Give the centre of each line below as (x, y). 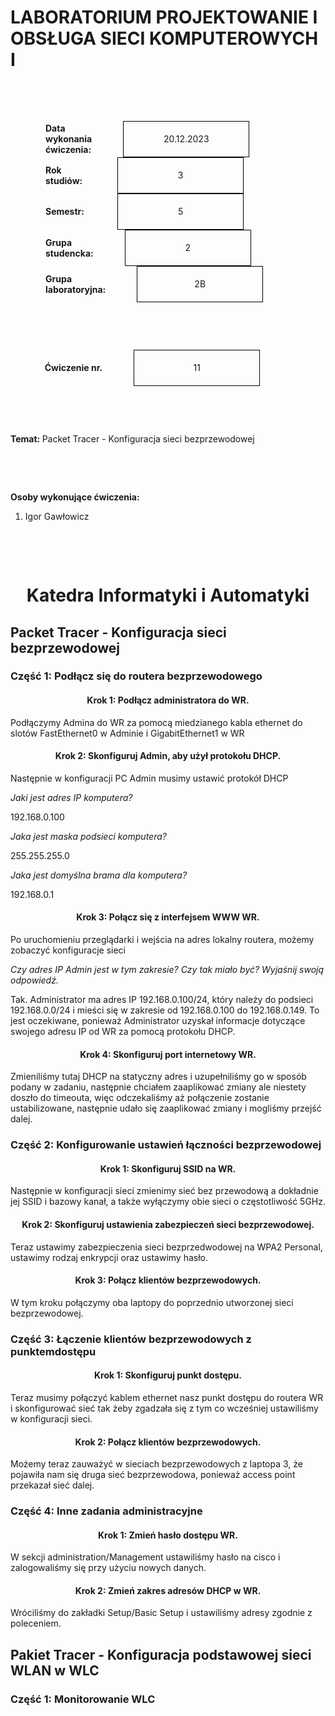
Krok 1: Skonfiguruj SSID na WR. (168, 1168)
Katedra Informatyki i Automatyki (168, 595)
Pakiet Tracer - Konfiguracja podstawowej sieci (161, 1654)
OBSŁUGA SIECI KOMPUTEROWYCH (164, 38)
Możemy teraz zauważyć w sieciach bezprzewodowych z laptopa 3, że (156, 1464)
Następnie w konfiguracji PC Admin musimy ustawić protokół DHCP (149, 778)
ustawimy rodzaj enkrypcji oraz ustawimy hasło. (109, 1257)
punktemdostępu (53, 1351)
